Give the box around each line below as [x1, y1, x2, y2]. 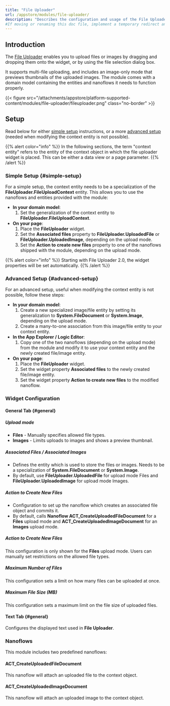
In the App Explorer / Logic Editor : [12, 334, 85, 340]
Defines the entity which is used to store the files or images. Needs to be [12, 462, 164, 468]
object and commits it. [12, 507, 59, 514]
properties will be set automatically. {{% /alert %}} [5, 263, 110, 269]
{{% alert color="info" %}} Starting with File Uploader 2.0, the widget [5, 257, 149, 263]
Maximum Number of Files [5, 565, 62, 571]
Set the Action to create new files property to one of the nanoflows [20, 242, 161, 248]
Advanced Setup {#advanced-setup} [5, 275, 99, 282]
